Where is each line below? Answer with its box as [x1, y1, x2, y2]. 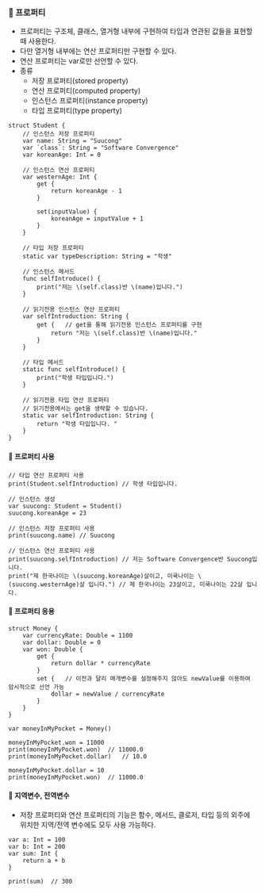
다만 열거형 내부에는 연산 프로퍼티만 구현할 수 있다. [19, 46, 177, 56]
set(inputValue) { [36, 208, 98, 216]
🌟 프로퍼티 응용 [8, 607, 56, 616]
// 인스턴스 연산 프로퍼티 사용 [8, 546, 95, 554]
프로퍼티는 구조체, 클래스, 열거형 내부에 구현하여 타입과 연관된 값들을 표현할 [19, 26, 253, 36]
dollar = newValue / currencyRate [50, 690, 165, 698]
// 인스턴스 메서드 [22, 268, 75, 276]
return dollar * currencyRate [50, 659, 151, 667]
